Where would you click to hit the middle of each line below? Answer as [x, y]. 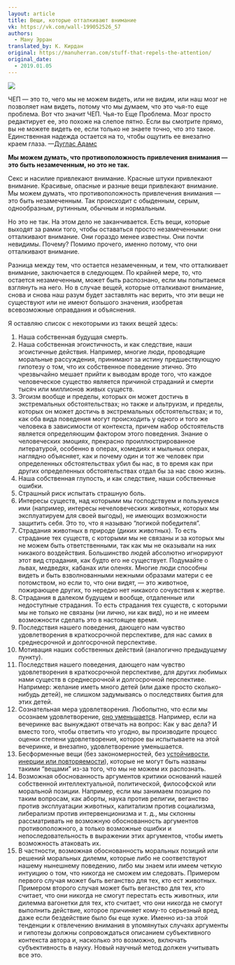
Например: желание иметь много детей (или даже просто [105, 687]
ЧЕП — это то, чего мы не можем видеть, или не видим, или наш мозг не [117, 99]
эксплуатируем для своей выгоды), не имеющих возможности [112, 515]
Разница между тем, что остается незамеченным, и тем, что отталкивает [118, 265]
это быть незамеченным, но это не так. [69, 165]
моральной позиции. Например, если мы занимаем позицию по [114, 791]
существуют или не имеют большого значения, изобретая [95, 302]
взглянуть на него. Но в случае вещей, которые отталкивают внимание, [116, 287]
